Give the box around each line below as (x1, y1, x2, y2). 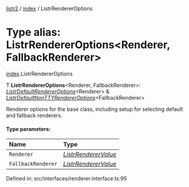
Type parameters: (6, 125, 51, 132)
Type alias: (6, 26, 61, 39)
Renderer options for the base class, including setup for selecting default (6, 106, 183, 113)
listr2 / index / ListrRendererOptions (6, 5, 93, 12)
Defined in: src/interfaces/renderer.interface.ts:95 (6, 175, 127, 182)
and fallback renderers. (6, 111, 63, 119)
